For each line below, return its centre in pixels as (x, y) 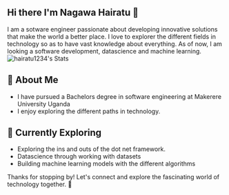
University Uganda (43, 104)
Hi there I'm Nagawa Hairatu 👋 (73, 13)
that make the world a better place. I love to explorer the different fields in (111, 36)
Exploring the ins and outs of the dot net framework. (91, 149)
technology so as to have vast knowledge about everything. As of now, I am (115, 44)
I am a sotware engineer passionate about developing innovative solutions (112, 29)
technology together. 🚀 (40, 184)
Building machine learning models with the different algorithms (106, 164)
